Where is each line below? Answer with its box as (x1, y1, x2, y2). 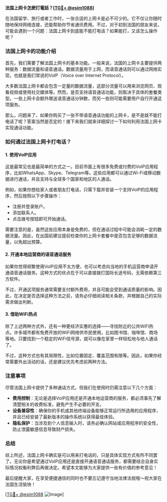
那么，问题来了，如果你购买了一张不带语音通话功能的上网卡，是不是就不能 (5, 112, 158, 119)
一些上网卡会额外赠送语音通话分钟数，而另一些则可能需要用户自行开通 (13, 96, 158, 102)
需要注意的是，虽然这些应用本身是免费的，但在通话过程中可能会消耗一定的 (5, 227, 158, 233)
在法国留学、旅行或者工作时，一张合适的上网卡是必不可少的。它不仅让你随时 (5, 15, 162, 21)
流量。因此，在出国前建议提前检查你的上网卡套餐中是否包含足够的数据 (9, 233, 153, 239)
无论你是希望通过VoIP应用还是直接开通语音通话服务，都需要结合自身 (13, 458, 154, 465)
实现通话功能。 (5, 125, 36, 131)
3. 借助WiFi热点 (5, 311, 37, 317)
